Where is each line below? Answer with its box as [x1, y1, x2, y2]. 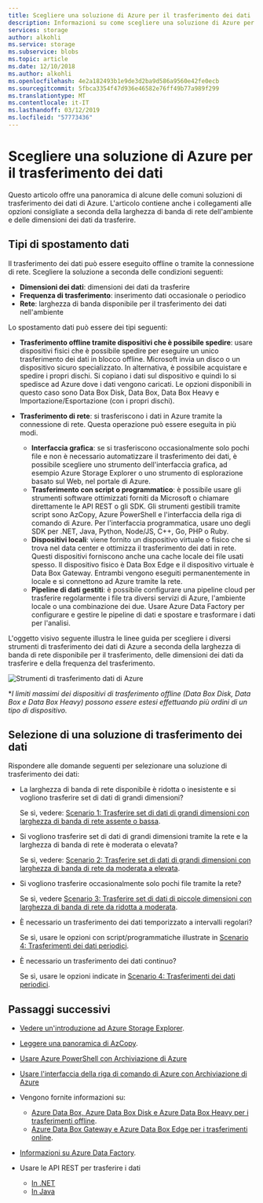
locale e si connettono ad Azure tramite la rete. [31, 576, 183, 585]
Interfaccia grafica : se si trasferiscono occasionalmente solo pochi [31, 443, 250, 452]
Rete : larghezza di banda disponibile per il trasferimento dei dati [19, 299, 227, 308]
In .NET [31, 1179, 56, 1188]
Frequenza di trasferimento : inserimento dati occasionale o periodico [19, 290, 247, 300]
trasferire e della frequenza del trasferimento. [8, 658, 155, 668]
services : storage [8, 26, 68, 34]
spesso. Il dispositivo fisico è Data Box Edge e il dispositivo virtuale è [31, 560, 254, 569]
